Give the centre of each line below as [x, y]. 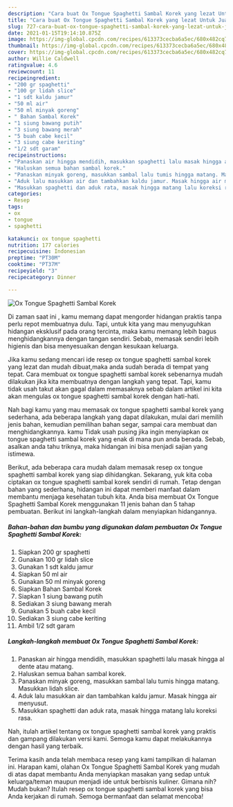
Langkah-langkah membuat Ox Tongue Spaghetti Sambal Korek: [103, 641]
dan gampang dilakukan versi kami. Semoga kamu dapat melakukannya [110, 738]
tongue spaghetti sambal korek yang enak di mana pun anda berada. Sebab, [116, 439]
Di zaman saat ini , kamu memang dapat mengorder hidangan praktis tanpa [115, 317]
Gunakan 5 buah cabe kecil [57, 611]
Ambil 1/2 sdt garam [46, 626]
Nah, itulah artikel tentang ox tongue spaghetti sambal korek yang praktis [112, 731]
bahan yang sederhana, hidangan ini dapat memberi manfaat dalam [104, 489]
